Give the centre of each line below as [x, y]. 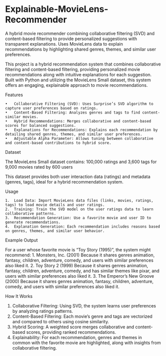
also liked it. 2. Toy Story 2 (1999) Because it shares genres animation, [77, 265]
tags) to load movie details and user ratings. [55, 205]
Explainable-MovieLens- [57, 9]
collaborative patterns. [31, 213]
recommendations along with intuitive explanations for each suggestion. [78, 74]
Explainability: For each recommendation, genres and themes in [77, 337]
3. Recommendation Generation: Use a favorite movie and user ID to [78, 218]
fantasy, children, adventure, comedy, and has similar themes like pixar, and [82, 271]
